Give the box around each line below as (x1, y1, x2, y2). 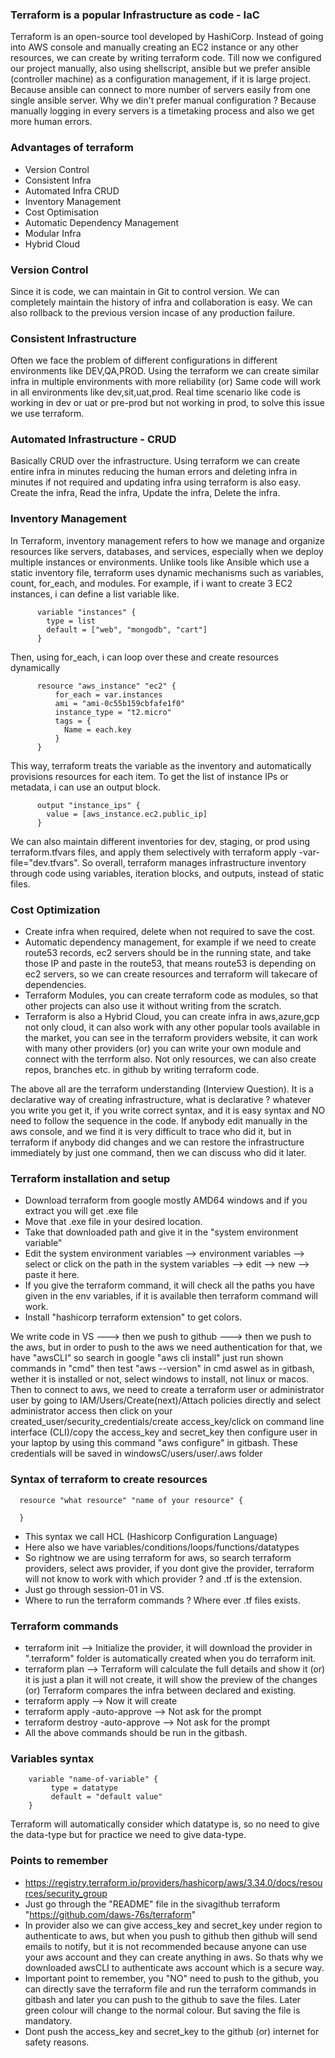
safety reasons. (24, 2036, 90, 2048)
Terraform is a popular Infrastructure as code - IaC (10, 8, 260, 22)
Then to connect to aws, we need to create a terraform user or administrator (10, 1384, 325, 1396)
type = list (46, 616, 97, 626)
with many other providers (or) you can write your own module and (24, 1043, 302, 1055)
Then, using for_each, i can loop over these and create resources (10, 651, 279, 663)
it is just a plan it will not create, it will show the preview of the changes (24, 1673, 318, 1685)
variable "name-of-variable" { (28, 1774, 159, 1785)
